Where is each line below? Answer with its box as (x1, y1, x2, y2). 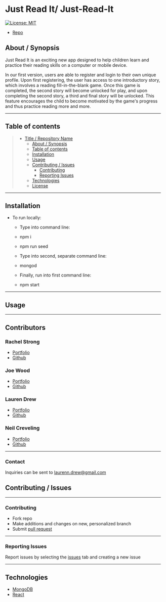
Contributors (5, 323, 46, 332)
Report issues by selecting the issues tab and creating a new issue (5, 554, 141, 560)
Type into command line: (19, 224, 70, 231)
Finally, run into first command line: (19, 272, 91, 278)
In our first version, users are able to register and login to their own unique (5, 72, 157, 78)
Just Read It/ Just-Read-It (5, 3, 114, 15)
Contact (5, 458, 25, 465)
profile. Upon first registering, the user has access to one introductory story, (5, 77, 161, 83)
